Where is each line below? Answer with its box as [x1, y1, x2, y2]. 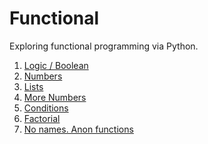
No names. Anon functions [23, 123, 134, 135]
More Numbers [23, 91, 87, 103]
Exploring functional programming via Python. [9, 40, 199, 52]
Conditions [23, 102, 69, 114]
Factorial [23, 112, 61, 124]
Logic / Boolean [23, 59, 89, 71]
